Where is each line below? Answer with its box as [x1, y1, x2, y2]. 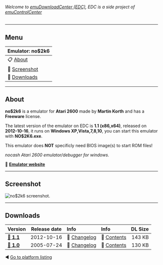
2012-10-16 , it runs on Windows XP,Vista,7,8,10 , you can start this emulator [5, 128, 158, 133]
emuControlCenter [5, 9, 42, 15]
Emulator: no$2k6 [7, 48, 50, 54]
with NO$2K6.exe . [5, 133, 43, 139]
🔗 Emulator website [5, 161, 45, 167]
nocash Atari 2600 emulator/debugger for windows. [5, 152, 110, 158]
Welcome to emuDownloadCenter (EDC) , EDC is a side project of [5, 4, 135, 10]
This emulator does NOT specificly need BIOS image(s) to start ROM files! [5, 142, 153, 148]
